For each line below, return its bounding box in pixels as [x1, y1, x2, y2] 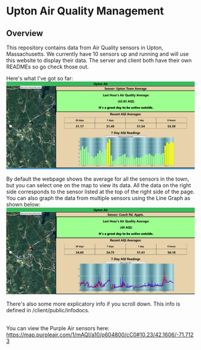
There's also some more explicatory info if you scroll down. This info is [6, 300, 181, 307]
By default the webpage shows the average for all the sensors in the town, [6, 175, 190, 183]
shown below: [6, 201, 41, 208]
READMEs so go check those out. [6, 63, 89, 70]
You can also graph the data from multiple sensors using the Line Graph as [6, 195, 190, 202]
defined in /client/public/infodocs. [6, 307, 90, 314]
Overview [6, 28, 44, 38]
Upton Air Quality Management [6, 4, 165, 18]
